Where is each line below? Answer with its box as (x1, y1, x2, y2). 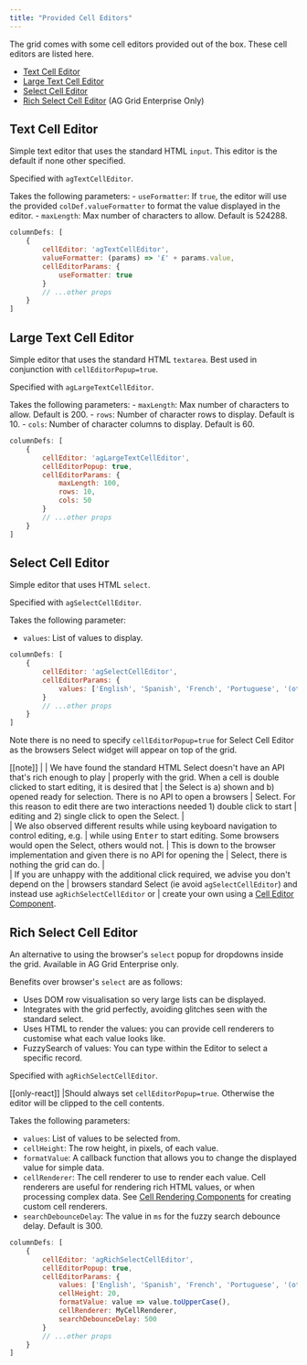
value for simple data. (22, 1162, 105, 1173)
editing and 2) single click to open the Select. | (9, 811, 185, 822)
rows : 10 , (58, 487, 96, 496)
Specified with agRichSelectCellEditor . (9, 1071, 158, 1081)
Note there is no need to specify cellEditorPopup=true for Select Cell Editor (9, 735, 294, 746)
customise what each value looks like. (22, 1033, 166, 1043)
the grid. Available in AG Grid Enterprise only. (9, 959, 179, 969)
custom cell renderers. (22, 1201, 108, 1211)
